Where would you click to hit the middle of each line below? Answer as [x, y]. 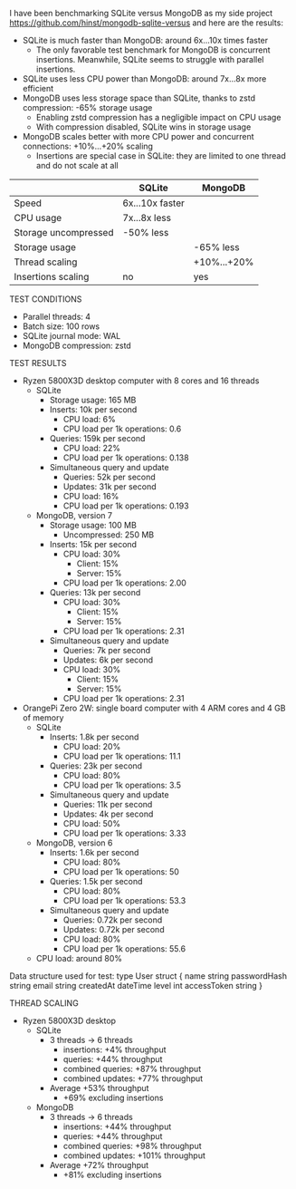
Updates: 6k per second [108, 660]
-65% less [216, 247]
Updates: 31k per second [110, 487]
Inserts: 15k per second [93, 544]
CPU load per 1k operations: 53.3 [124, 900]
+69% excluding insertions [113, 1097]
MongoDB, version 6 [74, 843]
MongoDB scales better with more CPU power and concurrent [138, 136]
